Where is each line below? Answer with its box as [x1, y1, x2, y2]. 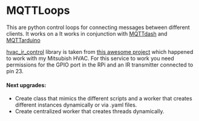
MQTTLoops [6, 4, 70, 18]
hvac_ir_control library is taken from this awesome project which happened [6, 48, 194, 55]
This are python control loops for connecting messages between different [6, 24, 191, 31]
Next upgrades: [6, 81, 47, 88]
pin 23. [6, 67, 24, 74]
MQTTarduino [6, 36, 41, 44]
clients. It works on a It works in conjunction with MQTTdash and [6, 30, 168, 37]
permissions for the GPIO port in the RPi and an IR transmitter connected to [6, 61, 194, 68]
